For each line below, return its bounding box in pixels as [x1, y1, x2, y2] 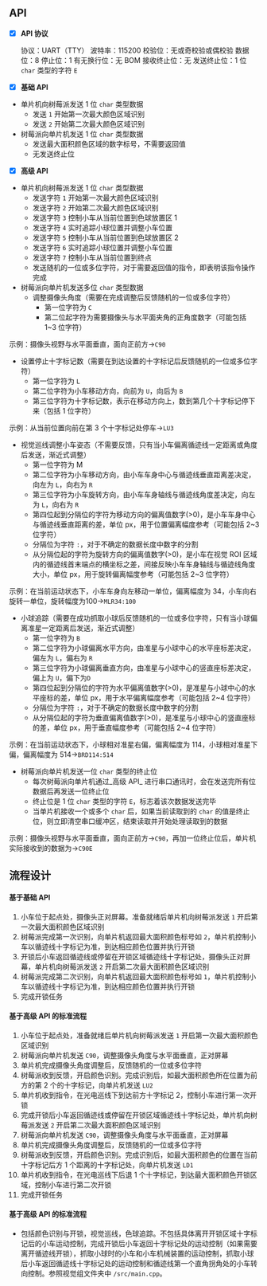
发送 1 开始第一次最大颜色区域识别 [32, 109, 145, 119]
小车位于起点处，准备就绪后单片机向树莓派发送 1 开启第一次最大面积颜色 [20, 1030, 258, 1040]
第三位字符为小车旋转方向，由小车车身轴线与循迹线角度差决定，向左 [32, 490, 256, 499]
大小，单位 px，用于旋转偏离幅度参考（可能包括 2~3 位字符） [32, 570, 234, 578]
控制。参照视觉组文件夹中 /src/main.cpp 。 [27, 1268, 167, 1278]
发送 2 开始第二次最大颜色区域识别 [32, 119, 145, 128]
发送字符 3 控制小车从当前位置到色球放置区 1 [32, 213, 178, 222]
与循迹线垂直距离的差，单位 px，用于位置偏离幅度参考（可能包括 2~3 [32, 519, 260, 529]
